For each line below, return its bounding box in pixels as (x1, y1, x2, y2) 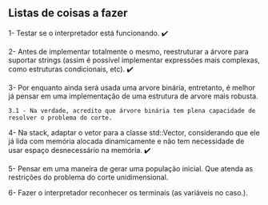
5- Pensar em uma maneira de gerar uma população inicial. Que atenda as (8, 163, 254, 173)
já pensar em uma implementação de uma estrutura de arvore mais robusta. (8, 91, 258, 101)
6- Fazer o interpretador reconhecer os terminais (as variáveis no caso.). (8, 187, 248, 197)
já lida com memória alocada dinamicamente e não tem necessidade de (8, 136, 245, 146)
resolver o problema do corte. (8, 114, 113, 122)
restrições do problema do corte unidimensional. (8, 172, 169, 182)
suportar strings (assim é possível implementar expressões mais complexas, (8, 55, 260, 65)
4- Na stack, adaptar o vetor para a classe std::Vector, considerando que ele (8, 127, 260, 137)
